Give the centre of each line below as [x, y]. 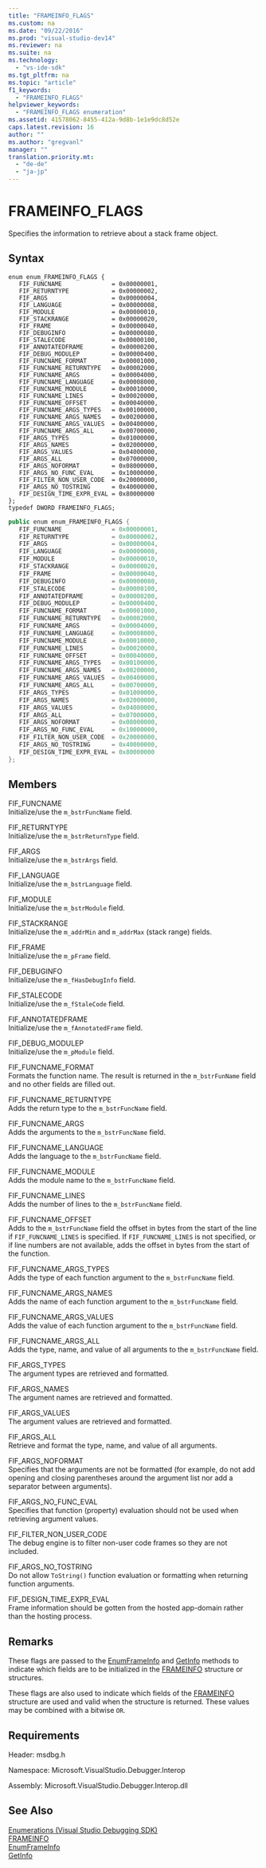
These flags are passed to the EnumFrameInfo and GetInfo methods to [124, 1661]
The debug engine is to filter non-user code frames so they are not [118, 1543]
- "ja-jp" [31, 172]
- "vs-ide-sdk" [41, 68]
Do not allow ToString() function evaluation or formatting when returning [128, 1575]
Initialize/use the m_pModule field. [61, 1052]
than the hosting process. [50, 1616]
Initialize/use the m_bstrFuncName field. [70, 812]
